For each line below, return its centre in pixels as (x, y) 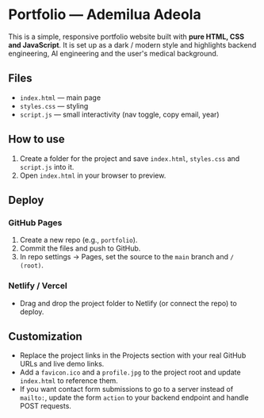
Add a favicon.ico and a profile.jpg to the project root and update (130, 372)
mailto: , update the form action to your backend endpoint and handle (134, 397)
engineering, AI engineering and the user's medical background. (113, 53)
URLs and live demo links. (62, 364)
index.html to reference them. (69, 381)
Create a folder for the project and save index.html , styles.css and (130, 158)
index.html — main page (60, 98)
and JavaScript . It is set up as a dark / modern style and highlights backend (132, 44)
